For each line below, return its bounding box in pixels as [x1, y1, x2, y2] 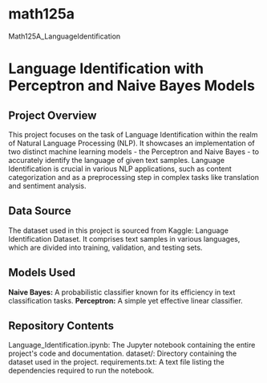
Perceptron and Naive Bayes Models [8, 77, 255, 95]
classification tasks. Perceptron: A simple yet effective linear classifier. [8, 295, 243, 305]
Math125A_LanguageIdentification [8, 31, 121, 41]
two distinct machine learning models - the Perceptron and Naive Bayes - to [8, 146, 259, 157]
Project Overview [8, 108, 97, 122]
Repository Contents [8, 319, 115, 332]
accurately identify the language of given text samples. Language [8, 155, 225, 165]
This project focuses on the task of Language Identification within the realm [8, 129, 258, 139]
